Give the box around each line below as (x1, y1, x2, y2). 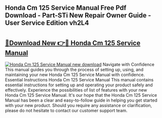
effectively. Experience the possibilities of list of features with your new (5, 87, 147, 93)
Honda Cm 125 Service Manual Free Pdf (5, 4, 127, 12)
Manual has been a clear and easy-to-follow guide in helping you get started (5, 97, 158, 103)
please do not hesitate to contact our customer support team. (5, 108, 128, 113)
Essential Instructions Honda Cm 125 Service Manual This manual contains (5, 77, 154, 82)
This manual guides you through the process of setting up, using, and (5, 67, 144, 72)
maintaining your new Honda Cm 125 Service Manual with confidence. (5, 72, 145, 78)
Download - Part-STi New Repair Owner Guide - (5, 12, 151, 20)
